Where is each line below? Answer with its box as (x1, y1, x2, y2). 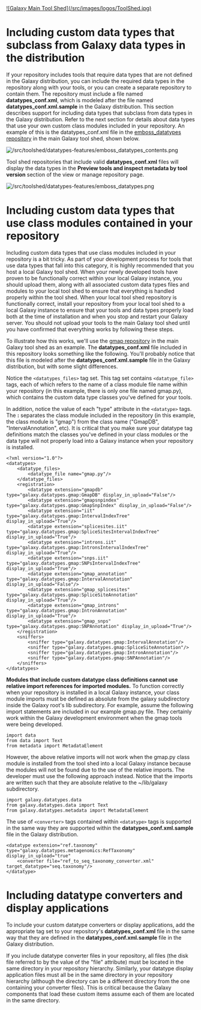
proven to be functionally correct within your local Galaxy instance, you (6, 275, 182, 282)
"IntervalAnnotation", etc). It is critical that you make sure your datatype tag (6, 424, 193, 431)
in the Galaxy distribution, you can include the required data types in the (6, 77, 185, 85)
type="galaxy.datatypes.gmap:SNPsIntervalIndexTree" (6, 560, 141, 566)
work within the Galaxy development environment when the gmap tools (6, 714, 182, 722)
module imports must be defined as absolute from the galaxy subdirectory (6, 695, 190, 702)
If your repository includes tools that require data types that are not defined (6, 71, 193, 78)
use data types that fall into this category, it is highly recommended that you (6, 261, 194, 269)
